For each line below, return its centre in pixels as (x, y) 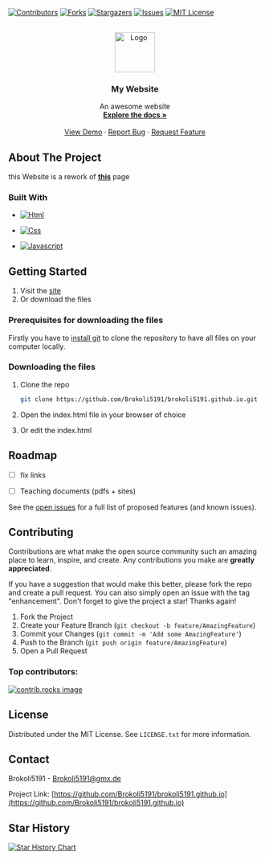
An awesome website (135, 106)
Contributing (41, 532)
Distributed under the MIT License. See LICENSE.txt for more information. (130, 734)
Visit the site (41, 291)
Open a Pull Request (54, 651)
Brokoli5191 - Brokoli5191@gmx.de (65, 779)
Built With (28, 198)
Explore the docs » (135, 115)
